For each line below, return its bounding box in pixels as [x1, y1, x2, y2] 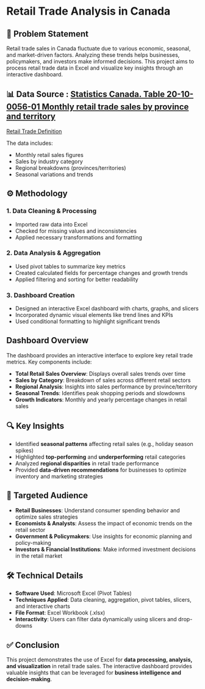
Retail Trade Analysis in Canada [6, 4, 171, 18]
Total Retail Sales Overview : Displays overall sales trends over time [15, 370, 186, 377]
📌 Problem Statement [6, 29, 89, 39]
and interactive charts [15, 603, 70, 610]
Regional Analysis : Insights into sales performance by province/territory [15, 383, 198, 390]
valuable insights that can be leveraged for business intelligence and [6, 669, 182, 676]
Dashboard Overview [6, 335, 89, 346]
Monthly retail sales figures [15, 151, 84, 158]
